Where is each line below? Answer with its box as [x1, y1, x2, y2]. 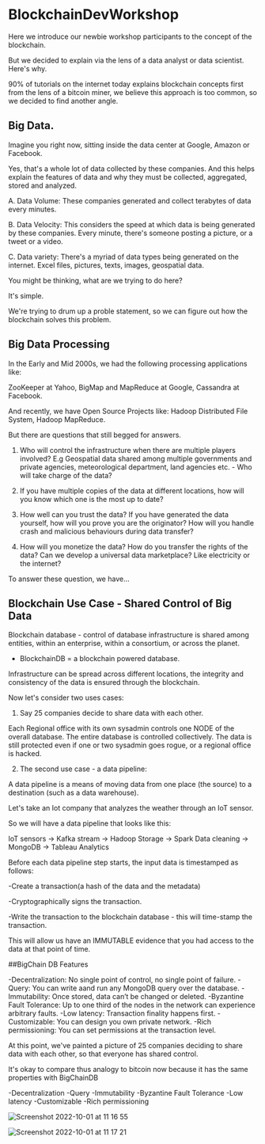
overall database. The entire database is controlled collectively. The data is [8, 732, 252, 742]
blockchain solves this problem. [8, 314, 112, 324]
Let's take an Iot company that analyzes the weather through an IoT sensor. [8, 804, 254, 813]
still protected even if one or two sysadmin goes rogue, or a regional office [8, 740, 252, 750]
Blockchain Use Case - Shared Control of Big [8, 596, 232, 610]
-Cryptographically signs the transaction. [8, 897, 142, 906]
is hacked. [8, 749, 42, 758]
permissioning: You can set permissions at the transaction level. [8, 1025, 216, 1035]
